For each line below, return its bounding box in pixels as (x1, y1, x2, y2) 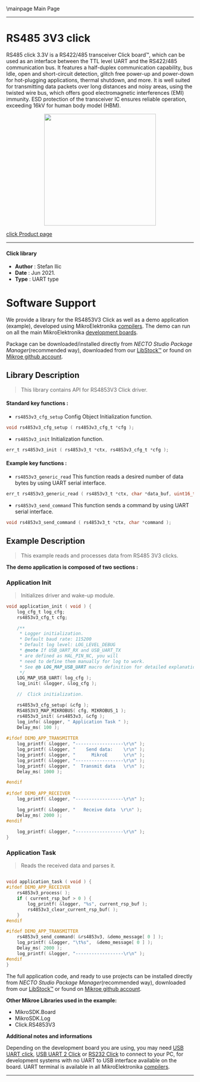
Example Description (6, 536, 85, 546)
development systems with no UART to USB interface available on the (6, 1056, 177, 1064)
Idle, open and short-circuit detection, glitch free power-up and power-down (6, 70, 194, 77)
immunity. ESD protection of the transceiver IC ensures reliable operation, (6, 95, 187, 103)
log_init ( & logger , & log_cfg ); (17, 681, 97, 687)
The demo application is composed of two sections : (6, 563, 139, 571)
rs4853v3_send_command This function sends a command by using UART (14, 501, 189, 509)
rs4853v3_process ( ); (17, 890, 70, 896)
